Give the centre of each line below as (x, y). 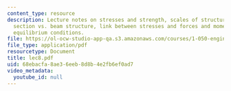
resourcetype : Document (41, 52)
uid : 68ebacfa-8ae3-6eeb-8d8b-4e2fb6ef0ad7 (70, 64)
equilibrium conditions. (49, 32)
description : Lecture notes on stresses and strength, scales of (102, 20)
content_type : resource (41, 13)
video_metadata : (30, 70)
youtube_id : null (38, 77)
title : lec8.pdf (30, 58)
